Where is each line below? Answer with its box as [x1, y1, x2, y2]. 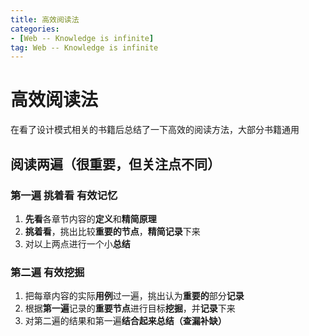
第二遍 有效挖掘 [10, 265, 85, 279]
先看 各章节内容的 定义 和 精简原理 [24, 212, 157, 225]
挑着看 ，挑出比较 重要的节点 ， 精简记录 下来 [24, 225, 201, 237]
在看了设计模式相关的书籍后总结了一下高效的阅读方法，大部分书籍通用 [10, 124, 300, 136]
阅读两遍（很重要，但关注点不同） [10, 156, 221, 173]
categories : [10, 24, 60, 34]
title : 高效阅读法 [10, 14, 80, 25]
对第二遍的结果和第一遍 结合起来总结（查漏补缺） [24, 315, 227, 327]
